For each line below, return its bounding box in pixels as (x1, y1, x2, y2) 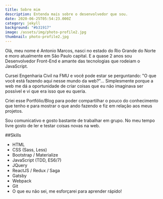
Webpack (12, 178, 32, 183)
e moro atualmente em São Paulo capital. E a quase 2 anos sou (5, 53, 132, 59)
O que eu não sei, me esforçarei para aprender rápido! (12, 188, 122, 194)
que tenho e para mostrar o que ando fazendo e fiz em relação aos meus (5, 103, 153, 109)
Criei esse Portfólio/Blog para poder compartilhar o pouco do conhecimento (5, 98, 159, 103)
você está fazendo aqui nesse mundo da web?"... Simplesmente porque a (5, 78, 153, 83)
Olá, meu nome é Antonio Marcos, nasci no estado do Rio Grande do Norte (5, 47, 156, 54)
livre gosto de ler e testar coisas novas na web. (5, 122, 100, 128)
